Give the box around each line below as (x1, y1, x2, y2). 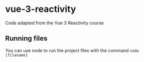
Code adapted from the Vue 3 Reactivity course (5, 20, 104, 26)
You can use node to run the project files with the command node (5, 47, 139, 53)
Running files (5, 34, 48, 43)
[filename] (5, 53, 28, 58)
